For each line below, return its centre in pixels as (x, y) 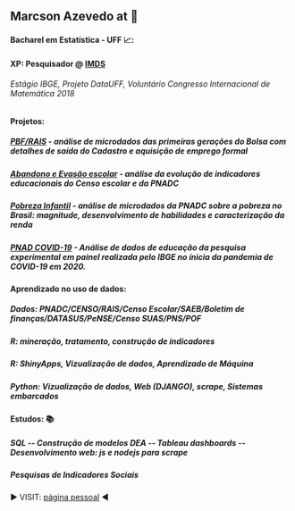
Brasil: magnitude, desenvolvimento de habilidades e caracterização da (147, 215)
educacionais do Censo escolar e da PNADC (95, 183)
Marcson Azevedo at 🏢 (74, 17)
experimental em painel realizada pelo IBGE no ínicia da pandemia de (142, 256)
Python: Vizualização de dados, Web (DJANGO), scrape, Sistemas (137, 386)
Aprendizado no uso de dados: (68, 289)
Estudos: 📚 (32, 419)
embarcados (34, 396)
